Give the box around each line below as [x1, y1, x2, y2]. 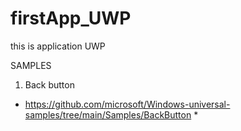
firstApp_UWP [10, 7, 132, 30]
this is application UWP [10, 40, 106, 52]
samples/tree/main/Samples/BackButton [24, 108, 192, 121]
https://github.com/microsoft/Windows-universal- [24, 98, 231, 110]
